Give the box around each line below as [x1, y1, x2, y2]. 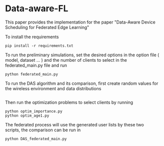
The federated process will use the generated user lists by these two [5, 122, 144, 127]
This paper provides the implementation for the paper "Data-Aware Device [5, 19, 156, 25]
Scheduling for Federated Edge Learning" [5, 24, 89, 30]
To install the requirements [5, 34, 59, 40]
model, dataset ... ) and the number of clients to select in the [5, 57, 127, 63]
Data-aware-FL [5, 3, 69, 14]
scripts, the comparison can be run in [5, 127, 81, 133]
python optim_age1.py [5, 113, 50, 118]
